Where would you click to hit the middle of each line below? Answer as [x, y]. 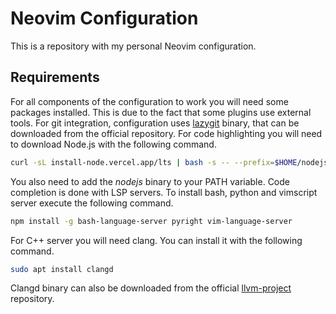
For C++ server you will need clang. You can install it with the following [156, 240]
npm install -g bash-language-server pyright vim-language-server [151, 221]
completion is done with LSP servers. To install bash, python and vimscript [164, 192]
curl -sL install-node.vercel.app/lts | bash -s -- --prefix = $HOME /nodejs [169, 162]
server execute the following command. [92, 203]
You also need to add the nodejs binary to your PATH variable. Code [150, 181]
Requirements [55, 77]
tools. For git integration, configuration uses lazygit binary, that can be [155, 123]
